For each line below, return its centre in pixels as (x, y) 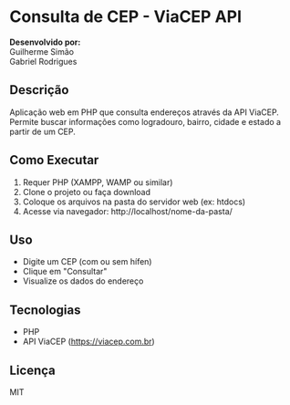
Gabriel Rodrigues (43, 61)
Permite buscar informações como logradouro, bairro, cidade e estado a (145, 121)
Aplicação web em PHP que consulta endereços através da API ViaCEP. (145, 112)
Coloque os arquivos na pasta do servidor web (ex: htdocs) (134, 202)
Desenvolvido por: (45, 42)
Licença (33, 370)
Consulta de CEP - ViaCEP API (126, 17)
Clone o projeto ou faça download (87, 192)
